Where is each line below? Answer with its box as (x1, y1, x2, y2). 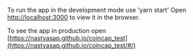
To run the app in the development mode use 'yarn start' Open (7, 6, 187, 14)
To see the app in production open (7, 27, 107, 35)
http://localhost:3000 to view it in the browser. (7, 13, 141, 21)
